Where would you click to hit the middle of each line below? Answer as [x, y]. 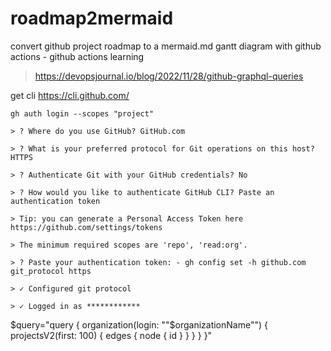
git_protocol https [51, 271]
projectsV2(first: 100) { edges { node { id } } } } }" [111, 335]
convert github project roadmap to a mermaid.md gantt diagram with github [166, 46]
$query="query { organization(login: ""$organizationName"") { [139, 324]
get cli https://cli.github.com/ [70, 95]
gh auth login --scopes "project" [82, 113]
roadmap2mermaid [92, 18]
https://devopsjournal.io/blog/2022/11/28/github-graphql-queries [169, 76]
